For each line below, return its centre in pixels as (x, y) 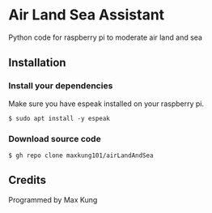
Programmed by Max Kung (53, 199)
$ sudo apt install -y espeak (59, 118)
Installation (37, 63)
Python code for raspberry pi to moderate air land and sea (105, 37)
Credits (28, 180)
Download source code (55, 138)
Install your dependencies (61, 86)
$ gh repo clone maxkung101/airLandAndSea (81, 155)
